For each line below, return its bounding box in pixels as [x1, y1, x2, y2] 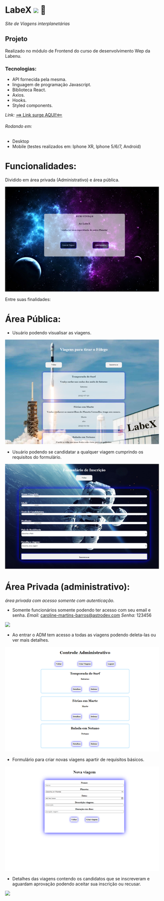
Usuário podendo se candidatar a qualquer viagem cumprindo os [12, 449, 143, 455]
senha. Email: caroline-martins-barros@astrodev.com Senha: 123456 [12, 612, 152, 618]
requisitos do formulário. [12, 454, 62, 460]
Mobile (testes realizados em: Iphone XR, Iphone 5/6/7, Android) [12, 144, 142, 150]
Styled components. [12, 102, 53, 108]
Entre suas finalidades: [5, 296, 51, 302]
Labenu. [5, 53, 22, 59]
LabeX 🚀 [5, 4, 46, 16]
